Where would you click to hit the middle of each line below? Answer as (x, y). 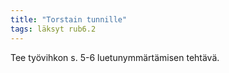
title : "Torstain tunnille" (69, 19)
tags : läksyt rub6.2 (53, 29)
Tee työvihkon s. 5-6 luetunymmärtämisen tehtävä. (115, 57)
